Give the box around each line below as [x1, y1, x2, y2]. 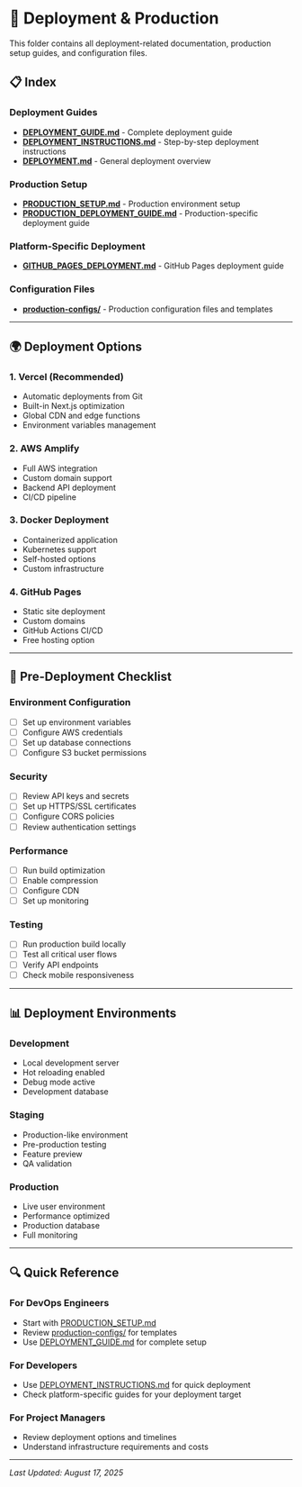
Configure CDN [22, 885, 80, 895]
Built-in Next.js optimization [22, 401, 126, 412]
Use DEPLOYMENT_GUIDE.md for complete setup [22, 1337, 207, 1347]
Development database [22, 1086, 110, 1097]
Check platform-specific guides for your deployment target [22, 1389, 242, 1400]
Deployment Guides [9, 106, 98, 119]
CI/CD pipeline [22, 491, 77, 503]
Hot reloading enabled [22, 1067, 105, 1078]
